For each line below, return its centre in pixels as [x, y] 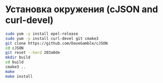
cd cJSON [14, 48]
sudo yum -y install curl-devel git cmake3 [52, 38]
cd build [14, 62]
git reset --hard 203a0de [32, 53]
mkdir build [18, 58]
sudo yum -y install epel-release [42, 34]
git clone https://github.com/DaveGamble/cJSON [57, 43]
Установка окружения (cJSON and [82, 9]
